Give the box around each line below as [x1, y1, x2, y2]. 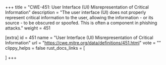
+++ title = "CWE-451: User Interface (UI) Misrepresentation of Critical [5, 4, 149, 10]
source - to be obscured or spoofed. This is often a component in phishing [5, 20, 158, 26]
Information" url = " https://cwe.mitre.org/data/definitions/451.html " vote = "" [5, 40, 161, 46]
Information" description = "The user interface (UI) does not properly [5, 9, 146, 15]
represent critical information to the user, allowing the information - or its [5, 15, 154, 20]
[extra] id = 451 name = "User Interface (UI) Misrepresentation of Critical [5, 34, 154, 40]
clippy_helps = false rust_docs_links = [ [5, 45, 85, 51]
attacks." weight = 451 [5, 25, 51, 31]
